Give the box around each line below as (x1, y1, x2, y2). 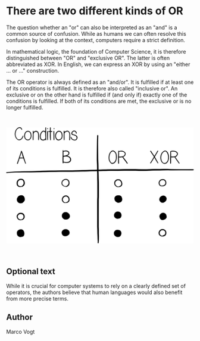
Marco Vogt (6, 328, 35, 335)
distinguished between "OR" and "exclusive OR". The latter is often (6, 54, 170, 61)
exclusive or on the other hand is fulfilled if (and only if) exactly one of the (6, 91, 187, 98)
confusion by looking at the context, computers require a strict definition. (6, 36, 186, 43)
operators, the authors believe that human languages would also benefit (6, 289, 183, 296)
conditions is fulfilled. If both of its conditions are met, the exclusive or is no (6, 97, 192, 105)
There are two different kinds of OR (6, 4, 183, 18)
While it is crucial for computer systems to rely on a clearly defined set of (6, 282, 186, 289)
